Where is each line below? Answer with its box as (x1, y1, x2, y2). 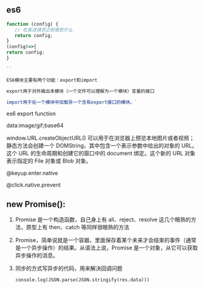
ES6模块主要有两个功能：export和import (6, 77, 98, 83)
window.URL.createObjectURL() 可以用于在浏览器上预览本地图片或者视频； (6, 134, 195, 142)
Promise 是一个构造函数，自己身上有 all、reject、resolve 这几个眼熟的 (15, 216, 191, 223)
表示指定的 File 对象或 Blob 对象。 (6, 157, 92, 165)
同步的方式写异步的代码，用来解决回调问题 (15, 265, 123, 272)
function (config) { (6, 21, 59, 27)
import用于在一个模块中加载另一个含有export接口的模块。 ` (6, 99, 137, 105)
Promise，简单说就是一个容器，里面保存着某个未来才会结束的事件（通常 (15, 237, 197, 244)
